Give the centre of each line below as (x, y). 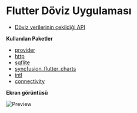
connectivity (30, 81)
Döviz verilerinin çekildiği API (50, 27)
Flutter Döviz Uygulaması (69, 11)
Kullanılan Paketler (29, 38)
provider (25, 50)
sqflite (22, 62)
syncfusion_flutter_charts (45, 68)
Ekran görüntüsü (27, 92)
